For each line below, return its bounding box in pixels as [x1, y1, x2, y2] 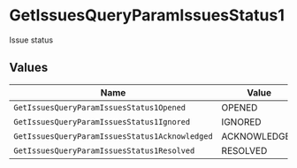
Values [9, 60, 49, 75]
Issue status [9, 34, 54, 45]
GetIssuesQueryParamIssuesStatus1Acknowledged [13, 131, 214, 141]
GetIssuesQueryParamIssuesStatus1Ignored [13, 117, 191, 126]
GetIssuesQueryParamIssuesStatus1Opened [13, 103, 186, 112]
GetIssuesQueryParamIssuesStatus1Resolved [13, 145, 195, 156]
